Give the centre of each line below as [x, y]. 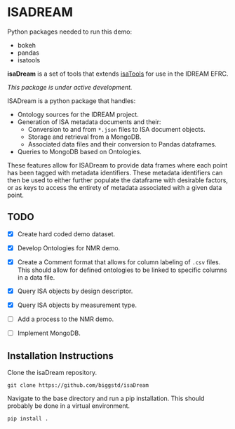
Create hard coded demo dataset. [66, 234]
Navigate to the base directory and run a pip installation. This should [106, 398]
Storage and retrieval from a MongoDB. [85, 137]
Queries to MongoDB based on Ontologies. [79, 151]
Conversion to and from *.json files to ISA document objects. [116, 129]
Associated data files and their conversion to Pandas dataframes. [122, 144]
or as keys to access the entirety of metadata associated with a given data [115, 187]
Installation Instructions [61, 356]
